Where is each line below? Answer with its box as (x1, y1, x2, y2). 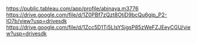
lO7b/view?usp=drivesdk (6, 18, 67, 24)
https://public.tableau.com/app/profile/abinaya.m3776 (6, 5, 139, 12)
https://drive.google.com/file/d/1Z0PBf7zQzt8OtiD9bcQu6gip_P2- (6, 11, 167, 18)
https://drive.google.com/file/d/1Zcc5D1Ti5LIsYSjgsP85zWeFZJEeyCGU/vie (6, 24, 191, 31)
